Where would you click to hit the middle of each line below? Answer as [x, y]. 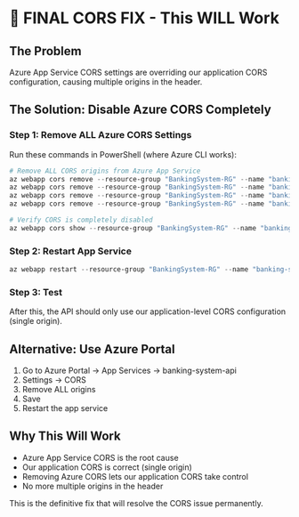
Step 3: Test [36, 292]
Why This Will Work [65, 436]
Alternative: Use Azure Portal [92, 349]
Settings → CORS [54, 380]
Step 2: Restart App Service [70, 251]
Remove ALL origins [59, 390]
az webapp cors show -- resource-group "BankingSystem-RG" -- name [133, 228]
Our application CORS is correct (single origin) [107, 467]
